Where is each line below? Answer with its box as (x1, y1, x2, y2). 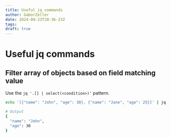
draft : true (5, 26, 31, 32)
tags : (5, 21, 17, 27)
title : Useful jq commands (5, 7, 63, 13)
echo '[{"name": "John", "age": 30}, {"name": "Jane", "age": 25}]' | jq (5, 100, 166, 105)
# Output (5, 109, 24, 114)
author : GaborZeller (5, 12, 50, 17)
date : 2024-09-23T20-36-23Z (5, 17, 66, 22)
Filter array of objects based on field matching (5, 68, 156, 77)
